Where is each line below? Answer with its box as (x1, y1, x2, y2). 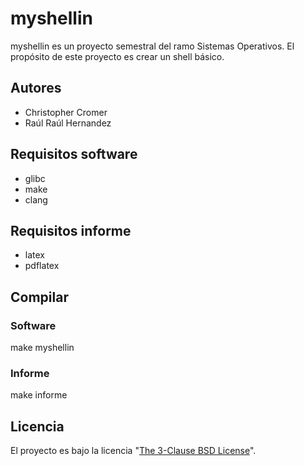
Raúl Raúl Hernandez (24, 117, 112, 129)
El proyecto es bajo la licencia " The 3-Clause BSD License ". (10, 445, 257, 457)
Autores (10, 80, 62, 97)
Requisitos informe (10, 222, 132, 239)
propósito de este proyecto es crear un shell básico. (10, 50, 225, 62)
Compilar (10, 288, 69, 306)
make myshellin (10, 342, 75, 354)
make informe (10, 389, 68, 401)
